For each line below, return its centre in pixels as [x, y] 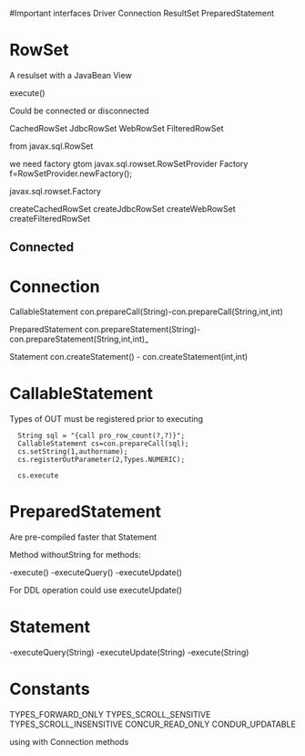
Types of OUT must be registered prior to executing [106, 419]
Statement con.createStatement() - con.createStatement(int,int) [129, 357]
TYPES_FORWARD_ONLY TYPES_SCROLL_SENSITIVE [110, 715]
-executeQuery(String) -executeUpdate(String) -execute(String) [129, 653]
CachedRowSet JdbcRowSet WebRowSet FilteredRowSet [117, 128]
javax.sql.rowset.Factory [56, 191]
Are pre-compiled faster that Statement [83, 537]
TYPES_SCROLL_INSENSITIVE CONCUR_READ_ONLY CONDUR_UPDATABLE [152, 724]
